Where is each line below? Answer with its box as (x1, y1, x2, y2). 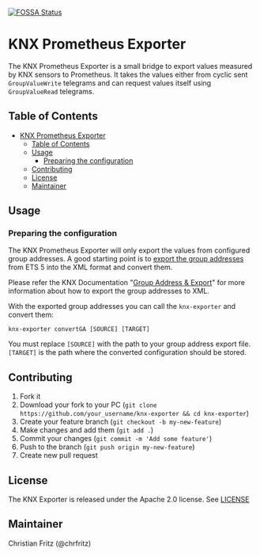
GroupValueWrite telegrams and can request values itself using (8, 78, 212, 87)
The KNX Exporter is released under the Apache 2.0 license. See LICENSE (8, 495, 250, 505)
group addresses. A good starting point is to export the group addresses (8, 254, 244, 264)
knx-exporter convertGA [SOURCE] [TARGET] (8, 326, 150, 333)
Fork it (19, 392, 41, 402)
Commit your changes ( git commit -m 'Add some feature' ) (19, 434, 213, 444)
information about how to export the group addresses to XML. (8, 286, 209, 296)
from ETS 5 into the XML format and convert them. (8, 262, 173, 272)
